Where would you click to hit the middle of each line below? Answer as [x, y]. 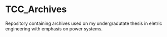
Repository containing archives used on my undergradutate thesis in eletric [84, 23]
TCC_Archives [36, 9]
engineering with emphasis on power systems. [54, 28]
